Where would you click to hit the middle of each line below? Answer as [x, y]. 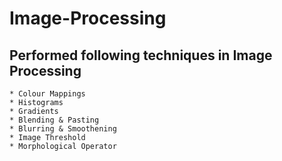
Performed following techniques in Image [141, 55]
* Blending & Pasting [54, 120]
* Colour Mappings [47, 94]
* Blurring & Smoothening [63, 129]
